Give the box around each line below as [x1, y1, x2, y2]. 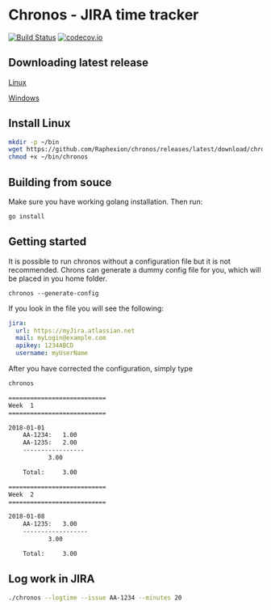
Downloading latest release [8, 56, 149, 70]
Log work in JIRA [8, 572, 95, 586]
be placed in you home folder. [8, 273, 107, 283]
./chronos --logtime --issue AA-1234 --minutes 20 [8, 593, 182, 602]
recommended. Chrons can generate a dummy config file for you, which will [8, 265, 261, 274]
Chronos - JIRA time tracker [8, 6, 199, 24]
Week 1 [8, 401, 35, 409]
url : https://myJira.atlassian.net [15, 326, 135, 335]
